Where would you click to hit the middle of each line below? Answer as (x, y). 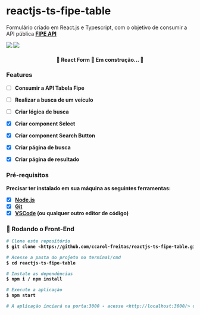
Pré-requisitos (27, 175)
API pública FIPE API (31, 33)
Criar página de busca (43, 147)
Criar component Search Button (55, 136)
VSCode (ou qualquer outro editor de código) (72, 213)
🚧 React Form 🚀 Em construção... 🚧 (100, 59)
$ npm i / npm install (34, 279)
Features (19, 75)
